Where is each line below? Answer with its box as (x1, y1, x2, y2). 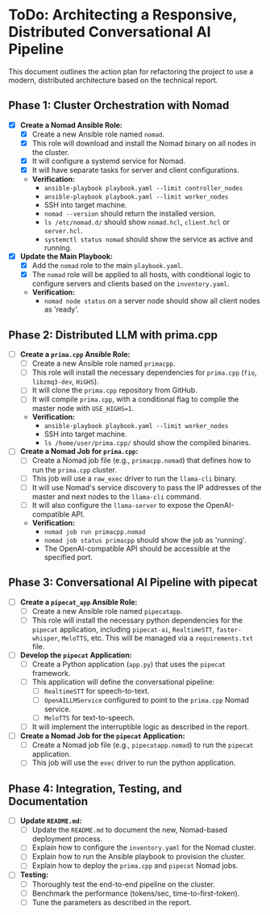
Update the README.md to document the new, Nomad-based (31, 825, 228, 835)
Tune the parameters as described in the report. (31, 897, 192, 907)
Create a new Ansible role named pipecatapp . (31, 606, 183, 615)
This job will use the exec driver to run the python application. (31, 758, 236, 768)
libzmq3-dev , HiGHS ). (31, 377, 99, 387)
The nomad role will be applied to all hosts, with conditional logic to (31, 270, 251, 279)
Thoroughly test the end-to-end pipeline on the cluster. (31, 879, 215, 889)
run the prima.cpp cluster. (31, 464, 117, 474)
